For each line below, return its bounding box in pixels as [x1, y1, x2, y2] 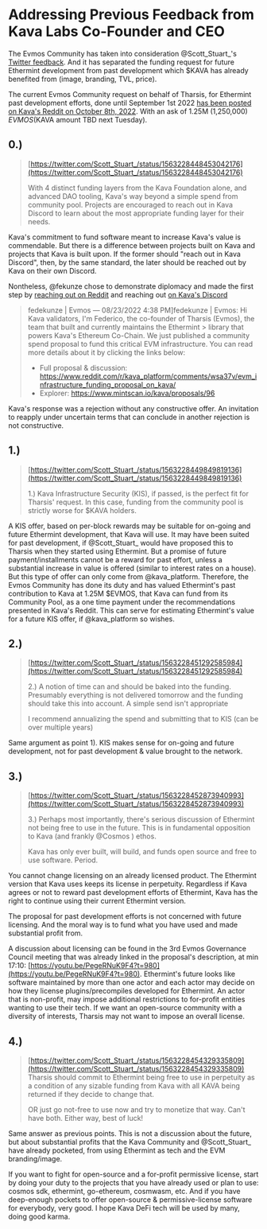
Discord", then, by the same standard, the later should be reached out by [8, 257, 246, 267]
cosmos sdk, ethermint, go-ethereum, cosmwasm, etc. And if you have [8, 1187, 241, 1196]
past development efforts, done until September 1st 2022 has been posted [8, 98, 252, 107]
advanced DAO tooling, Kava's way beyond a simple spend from [27, 191, 238, 200]
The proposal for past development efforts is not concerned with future [8, 912, 242, 921]
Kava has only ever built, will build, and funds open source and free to [27, 847, 257, 857]
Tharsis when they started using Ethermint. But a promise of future [8, 546, 226, 556]
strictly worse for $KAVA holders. [27, 505, 137, 515]
